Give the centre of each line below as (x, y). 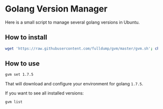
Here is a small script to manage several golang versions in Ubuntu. (72, 22)
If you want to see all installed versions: (44, 93)
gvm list (14, 102)
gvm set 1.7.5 (19, 75)
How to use (22, 64)
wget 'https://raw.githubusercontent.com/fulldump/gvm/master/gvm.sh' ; (79, 48)
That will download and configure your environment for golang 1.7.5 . (74, 84)
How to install (26, 37)
